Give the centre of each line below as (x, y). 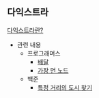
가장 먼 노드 (53, 70)
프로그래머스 (44, 53)
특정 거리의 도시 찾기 (65, 87)
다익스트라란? (25, 30)
